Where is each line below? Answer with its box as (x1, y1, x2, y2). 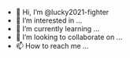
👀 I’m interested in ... (15, 16, 83, 25)
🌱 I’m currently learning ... (15, 24, 100, 33)
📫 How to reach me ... (15, 42, 89, 50)
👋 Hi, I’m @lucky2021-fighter (15, 8, 110, 16)
